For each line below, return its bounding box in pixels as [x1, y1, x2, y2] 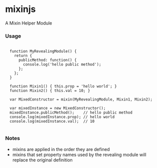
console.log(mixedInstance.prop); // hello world [9, 114, 115, 119]
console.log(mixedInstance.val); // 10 [9, 119, 95, 124]
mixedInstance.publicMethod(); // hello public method [9, 110, 133, 115]
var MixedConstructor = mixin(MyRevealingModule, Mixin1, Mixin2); [9, 97, 153, 102]
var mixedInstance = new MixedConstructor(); [9, 106, 106, 111]
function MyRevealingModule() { [9, 49, 77, 54]
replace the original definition [12, 156, 73, 163]
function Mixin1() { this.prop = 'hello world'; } [9, 84, 117, 89]
